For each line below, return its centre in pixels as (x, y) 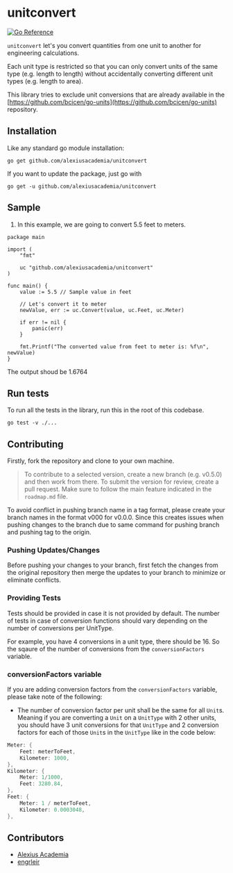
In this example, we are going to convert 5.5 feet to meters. (101, 225)
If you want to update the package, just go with (75, 173)
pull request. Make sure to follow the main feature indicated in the (118, 489)
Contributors (36, 838)
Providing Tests (34, 598)
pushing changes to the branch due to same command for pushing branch (113, 525)
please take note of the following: (55, 697)
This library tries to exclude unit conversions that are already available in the (116, 95)
